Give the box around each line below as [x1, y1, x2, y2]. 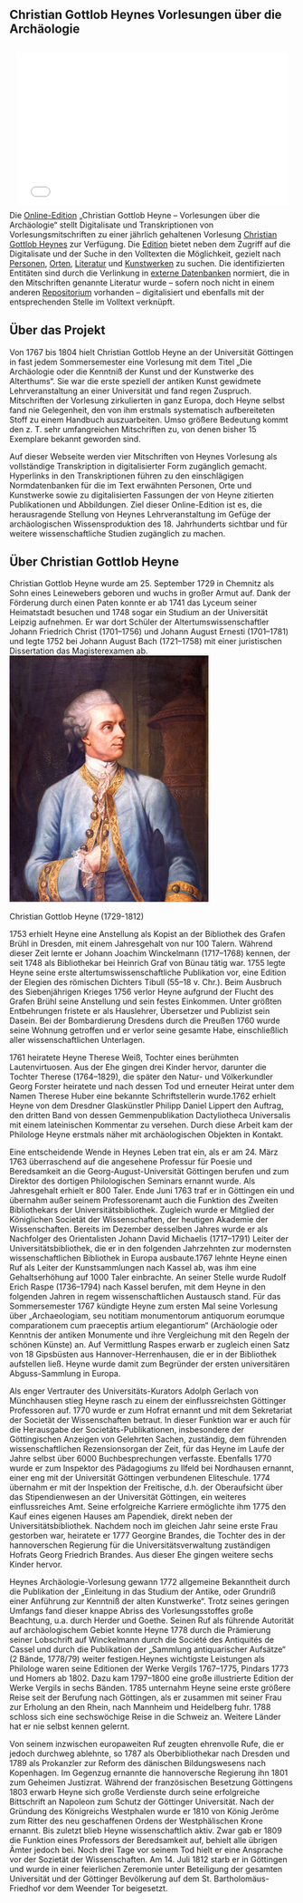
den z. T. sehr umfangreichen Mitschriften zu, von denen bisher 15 [9, 423, 257, 434]
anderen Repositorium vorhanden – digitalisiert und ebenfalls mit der [9, 286, 265, 297]
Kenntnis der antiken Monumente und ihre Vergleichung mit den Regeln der [9, 1329, 290, 1340]
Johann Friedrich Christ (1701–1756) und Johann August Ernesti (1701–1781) [9, 626, 289, 637]
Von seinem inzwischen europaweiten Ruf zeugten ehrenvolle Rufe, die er [9, 1739, 285, 1750]
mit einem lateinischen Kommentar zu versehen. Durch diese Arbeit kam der [9, 1119, 294, 1131]
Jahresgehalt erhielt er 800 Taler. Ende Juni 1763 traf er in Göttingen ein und [9, 1185, 295, 1196]
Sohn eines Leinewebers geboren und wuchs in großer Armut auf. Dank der [9, 588, 291, 599]
